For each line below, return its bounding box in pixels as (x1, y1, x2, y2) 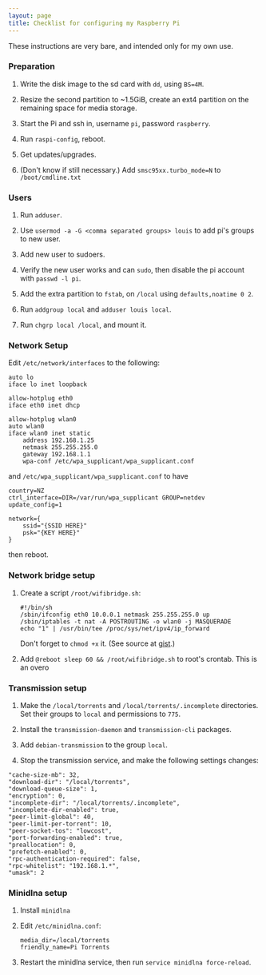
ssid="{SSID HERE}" (22, 522, 88, 530)
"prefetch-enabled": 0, (8, 848, 88, 856)
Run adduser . (19, 210, 62, 220)
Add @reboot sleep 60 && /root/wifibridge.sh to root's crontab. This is (19, 654, 257, 663)
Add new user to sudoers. (19, 249, 105, 260)
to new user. (19, 234, 62, 244)
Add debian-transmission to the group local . (19, 740, 168, 750)
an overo (19, 663, 50, 672)
